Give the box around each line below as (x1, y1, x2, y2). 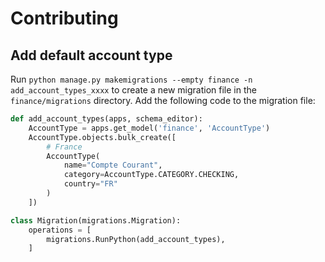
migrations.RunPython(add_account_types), (46, 234, 226, 244)
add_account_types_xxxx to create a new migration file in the (10, 84, 257, 96)
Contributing (10, 7, 119, 30)
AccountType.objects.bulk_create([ (28, 132, 177, 142)
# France (46, 142, 83, 152)
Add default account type (10, 47, 173, 64)
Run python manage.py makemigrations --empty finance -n (10, 73, 253, 85)
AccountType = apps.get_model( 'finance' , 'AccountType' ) (28, 123, 271, 133)
